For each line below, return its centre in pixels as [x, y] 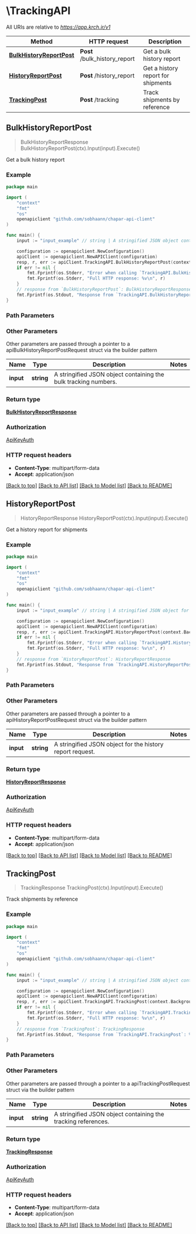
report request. [74, 751]
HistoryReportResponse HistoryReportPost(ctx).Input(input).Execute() [104, 518]
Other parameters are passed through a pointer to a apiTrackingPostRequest [98, 1083]
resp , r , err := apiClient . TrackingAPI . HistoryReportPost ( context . [100, 632]
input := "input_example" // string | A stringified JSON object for [103, 611]
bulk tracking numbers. [86, 381]
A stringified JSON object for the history [109, 744]
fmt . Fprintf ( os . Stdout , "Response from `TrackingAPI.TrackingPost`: [101, 1034]
